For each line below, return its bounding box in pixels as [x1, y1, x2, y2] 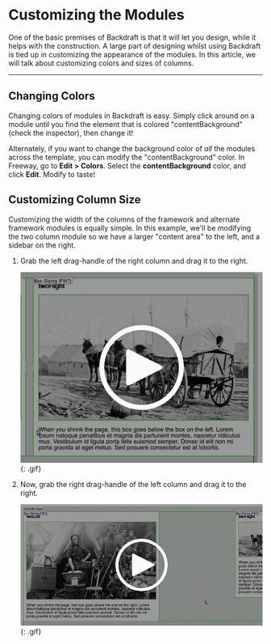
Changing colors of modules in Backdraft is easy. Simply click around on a [8, 111, 256, 121]
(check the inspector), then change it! [8, 128, 134, 138]
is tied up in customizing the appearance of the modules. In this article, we [8, 49, 256, 59]
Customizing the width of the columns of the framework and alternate [8, 214, 240, 224]
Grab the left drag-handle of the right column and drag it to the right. [19, 256, 248, 265]
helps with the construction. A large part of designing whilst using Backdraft [8, 40, 261, 50]
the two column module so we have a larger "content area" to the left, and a [8, 231, 261, 241]
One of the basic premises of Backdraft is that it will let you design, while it [8, 32, 256, 42]
